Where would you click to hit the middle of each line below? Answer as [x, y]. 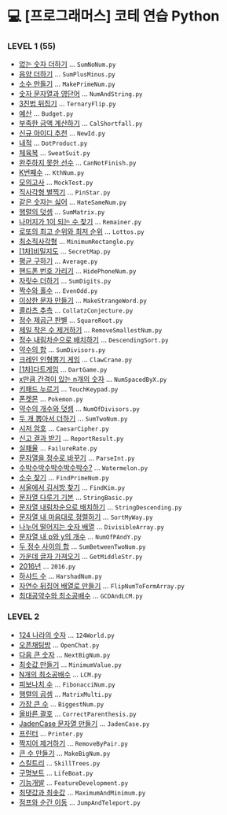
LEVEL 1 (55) [32, 46]
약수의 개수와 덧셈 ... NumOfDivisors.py [79, 409]
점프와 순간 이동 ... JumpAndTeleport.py [79, 802]
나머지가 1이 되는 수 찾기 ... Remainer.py [80, 222]
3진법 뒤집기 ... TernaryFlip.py [68, 104]
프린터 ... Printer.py [51, 733]
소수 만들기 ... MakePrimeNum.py [67, 84]
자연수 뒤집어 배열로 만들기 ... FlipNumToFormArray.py [102, 586]
